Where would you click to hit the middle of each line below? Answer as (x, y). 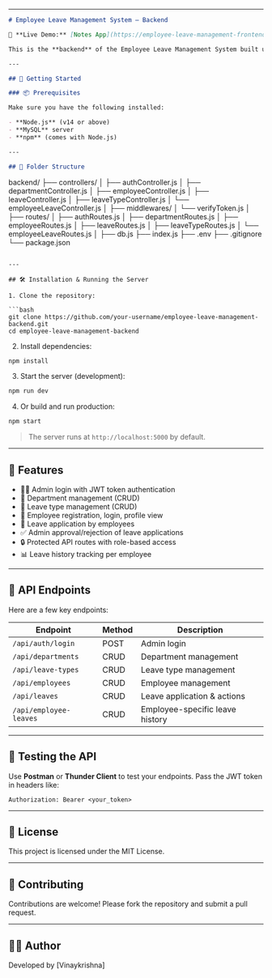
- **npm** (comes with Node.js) (63, 137)
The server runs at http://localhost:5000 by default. (117, 437)
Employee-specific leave (188, 709)
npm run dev (28, 391)
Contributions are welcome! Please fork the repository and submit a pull (128, 904)
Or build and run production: (67, 406)
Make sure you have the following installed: (86, 108)
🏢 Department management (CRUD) (80, 498)
